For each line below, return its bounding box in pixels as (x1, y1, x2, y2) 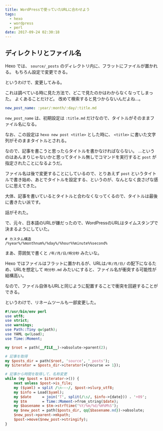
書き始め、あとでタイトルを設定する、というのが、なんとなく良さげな (13, 176, 154, 182)
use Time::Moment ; (5, 336, 42, 341)
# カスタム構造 (5, 236, 32, 241)
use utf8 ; (5, 313, 25, 318)
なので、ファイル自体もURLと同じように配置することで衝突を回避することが (5, 283, 158, 289)
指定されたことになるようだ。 (5, 160, 65, 166)
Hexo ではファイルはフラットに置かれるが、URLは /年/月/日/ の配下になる (5, 260, 152, 266)
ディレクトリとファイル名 (5, 49, 82, 58)
